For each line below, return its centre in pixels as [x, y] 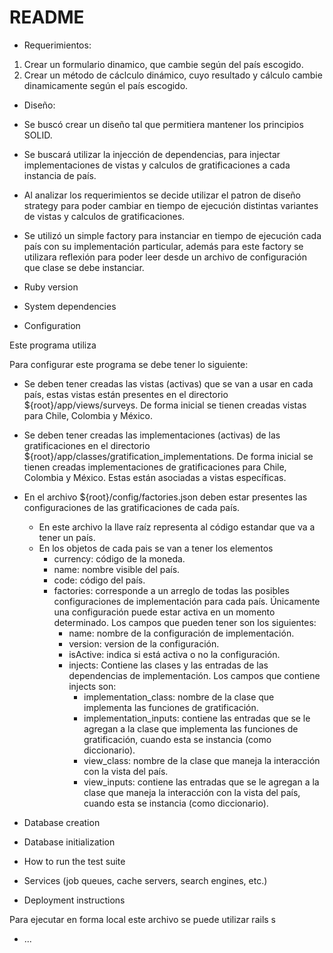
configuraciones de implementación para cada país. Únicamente [187, 601]
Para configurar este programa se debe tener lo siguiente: [129, 364]
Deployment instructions [74, 900]
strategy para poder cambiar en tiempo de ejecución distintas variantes [171, 205]
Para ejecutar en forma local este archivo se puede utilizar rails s [143, 919]
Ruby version [51, 287]
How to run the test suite [74, 861]
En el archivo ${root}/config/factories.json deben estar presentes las [165, 497]
